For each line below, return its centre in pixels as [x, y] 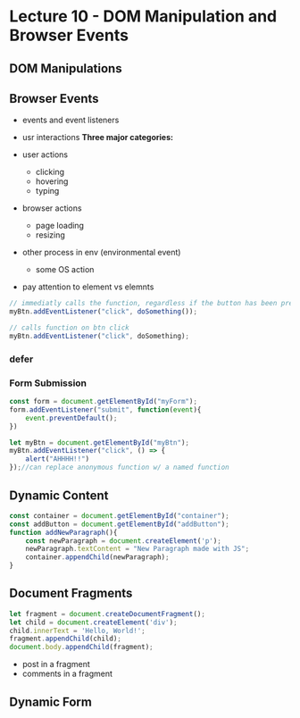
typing [47, 191]
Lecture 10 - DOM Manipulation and [143, 17]
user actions [45, 154]
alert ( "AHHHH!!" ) [58, 459]
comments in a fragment [67, 674]
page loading [60, 226]
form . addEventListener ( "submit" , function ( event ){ [105, 409]
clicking [50, 172]
